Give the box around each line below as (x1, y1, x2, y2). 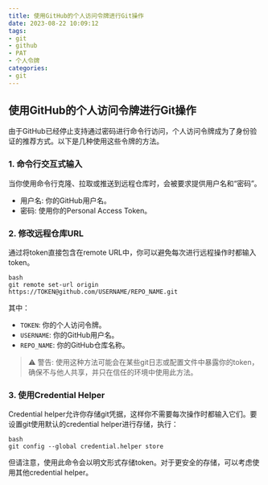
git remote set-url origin (8, 281, 99, 289)
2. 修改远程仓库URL (8, 227, 85, 238)
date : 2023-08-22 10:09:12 (8, 19, 99, 27)
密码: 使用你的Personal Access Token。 (19, 205, 151, 215)
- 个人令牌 (8, 57, 40, 65)
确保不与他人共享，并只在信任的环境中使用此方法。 (27, 367, 198, 377)
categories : (8, 64, 48, 73)
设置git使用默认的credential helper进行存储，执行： (8, 420, 179, 429)
